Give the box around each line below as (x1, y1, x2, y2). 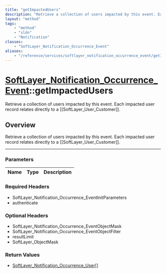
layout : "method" (5, 16, 41, 21)
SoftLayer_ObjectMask (12, 239, 58, 245)
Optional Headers (5, 212, 48, 219)
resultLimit (12, 234, 34, 240)
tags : (5, 21, 16, 26)
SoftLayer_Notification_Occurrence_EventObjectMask (12, 223, 122, 230)
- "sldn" (14, 30, 32, 35)
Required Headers (5, 183, 49, 190)
